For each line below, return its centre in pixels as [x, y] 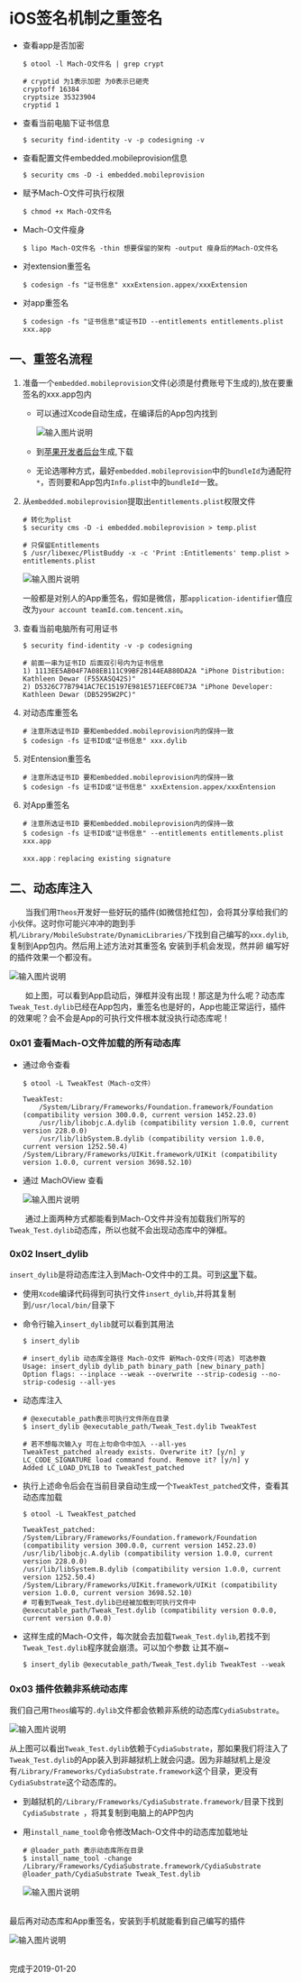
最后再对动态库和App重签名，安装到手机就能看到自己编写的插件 [128, 1921]
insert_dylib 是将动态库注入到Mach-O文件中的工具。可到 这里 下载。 [136, 1275]
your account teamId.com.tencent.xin [109, 610]
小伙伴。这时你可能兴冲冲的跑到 [69, 923]
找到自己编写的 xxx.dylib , [242, 934]
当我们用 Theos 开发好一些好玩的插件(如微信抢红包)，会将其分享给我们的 [156, 912]
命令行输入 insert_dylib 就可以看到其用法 [98, 1324]
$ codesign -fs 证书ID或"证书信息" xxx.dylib [105, 740]
